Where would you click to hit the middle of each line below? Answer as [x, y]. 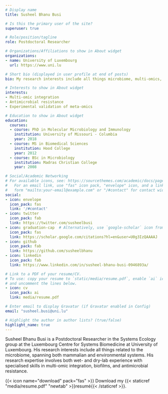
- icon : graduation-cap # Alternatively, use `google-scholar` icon [79, 227]
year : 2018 [25, 139]
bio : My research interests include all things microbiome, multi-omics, [84, 79]
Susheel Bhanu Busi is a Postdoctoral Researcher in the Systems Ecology [80, 339]
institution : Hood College [42, 148]
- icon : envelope [23, 200]
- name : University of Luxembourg [41, 60]
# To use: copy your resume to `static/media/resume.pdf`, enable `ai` [81, 279]
